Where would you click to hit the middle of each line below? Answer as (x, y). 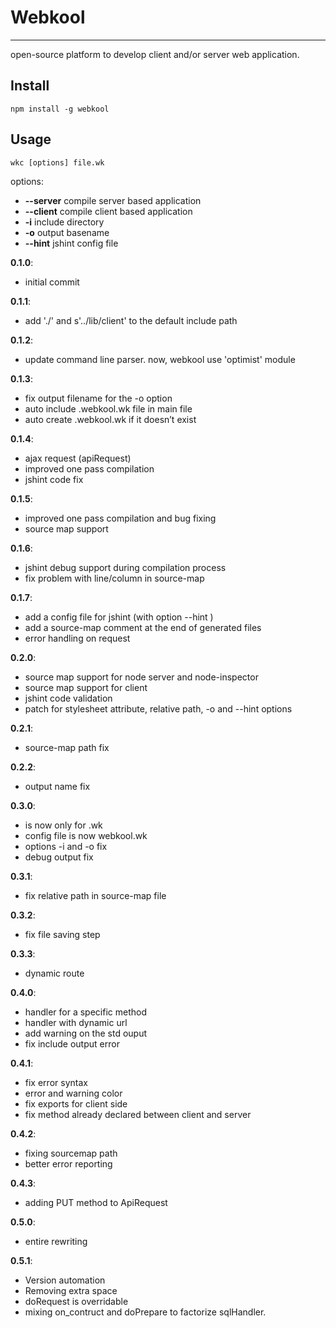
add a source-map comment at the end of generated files (143, 627)
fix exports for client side (76, 1103)
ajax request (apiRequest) (78, 458)
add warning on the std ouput (86, 1033)
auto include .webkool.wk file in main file (108, 408)
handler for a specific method (85, 1012)
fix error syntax (56, 1082)
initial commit (52, 282)
